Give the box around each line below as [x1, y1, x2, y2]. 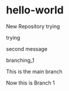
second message [6, 45, 48, 52]
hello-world [6, 3, 64, 17]
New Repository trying [6, 23, 60, 30]
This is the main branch [6, 68, 63, 75]
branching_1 [6, 57, 35, 64]
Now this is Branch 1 [6, 79, 55, 86]
